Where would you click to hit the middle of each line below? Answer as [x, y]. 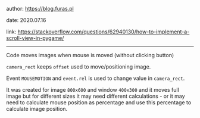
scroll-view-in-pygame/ [35, 38]
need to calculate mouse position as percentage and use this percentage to [99, 103]
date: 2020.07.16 [26, 20]
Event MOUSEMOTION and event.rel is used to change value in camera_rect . [96, 78]
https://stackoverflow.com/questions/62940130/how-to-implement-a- [104, 32]
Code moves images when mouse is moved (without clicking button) [90, 55]
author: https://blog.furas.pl [40, 9]
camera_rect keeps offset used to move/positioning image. [79, 67]
